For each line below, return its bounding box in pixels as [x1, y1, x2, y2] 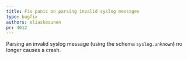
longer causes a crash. [6, 47, 61, 54]
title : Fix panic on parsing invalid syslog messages [6, 8, 140, 14]
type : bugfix [6, 14, 38, 20]
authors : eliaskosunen [6, 19, 61, 25]
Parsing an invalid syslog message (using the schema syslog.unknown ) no [6, 40, 183, 47]
